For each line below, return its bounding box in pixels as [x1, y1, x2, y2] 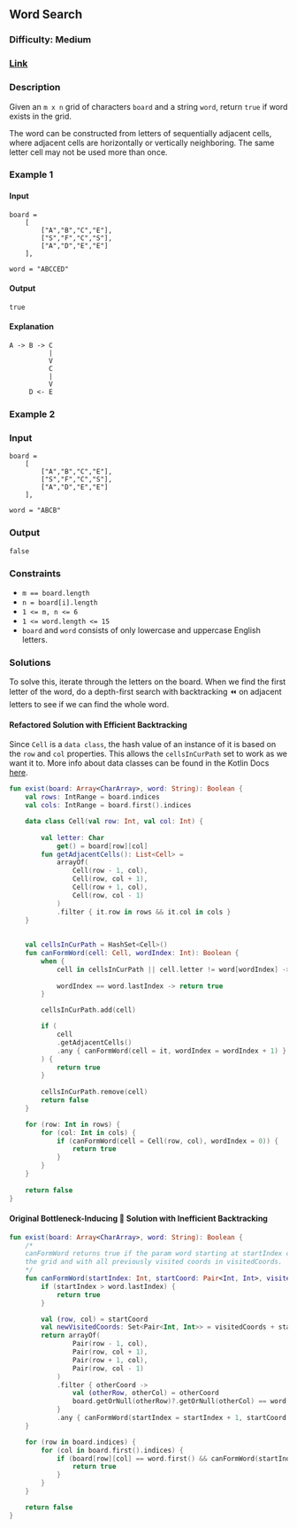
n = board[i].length [21, 598, 98, 607]
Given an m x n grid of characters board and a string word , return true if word [9, 101, 288, 112]
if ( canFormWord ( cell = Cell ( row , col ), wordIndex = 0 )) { [56, 1137, 278, 1146]
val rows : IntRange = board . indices [25, 792, 161, 802]
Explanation [9, 321, 55, 332]
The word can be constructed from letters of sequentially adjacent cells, [9, 127, 272, 138]
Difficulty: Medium [9, 34, 92, 46]
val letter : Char [41, 833, 104, 842]
